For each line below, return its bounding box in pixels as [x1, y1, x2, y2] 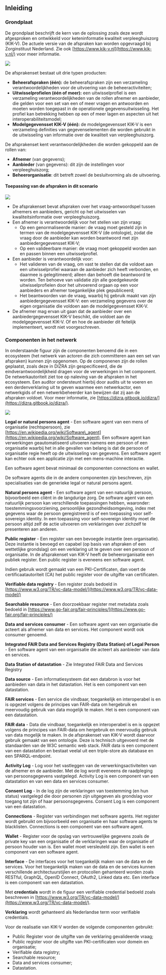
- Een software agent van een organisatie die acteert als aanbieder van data [5, 647, 160, 653]
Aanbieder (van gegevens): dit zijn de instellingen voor [12, 161, 125, 167]
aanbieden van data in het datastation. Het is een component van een [5, 681, 147, 688]
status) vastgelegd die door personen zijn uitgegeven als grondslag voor [5, 793, 153, 799]
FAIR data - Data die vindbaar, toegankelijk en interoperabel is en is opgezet [5, 722, 160, 728]
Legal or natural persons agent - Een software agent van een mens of [5, 419, 149, 425]
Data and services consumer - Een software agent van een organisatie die [5, 622, 158, 627]
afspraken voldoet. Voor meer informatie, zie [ [5, 395, 99, 401]
